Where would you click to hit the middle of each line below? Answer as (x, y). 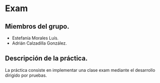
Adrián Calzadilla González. (39, 43)
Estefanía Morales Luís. (35, 38)
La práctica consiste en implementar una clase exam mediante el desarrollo (80, 70)
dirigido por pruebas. (26, 75)
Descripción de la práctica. (46, 58)
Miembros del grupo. (37, 26)
